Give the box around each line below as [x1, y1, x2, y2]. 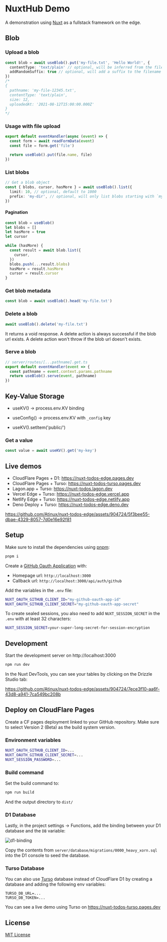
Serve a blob [5, 348, 36, 355]
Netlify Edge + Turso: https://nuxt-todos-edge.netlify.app [12, 496, 130, 502]
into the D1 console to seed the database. [5, 852, 90, 858]
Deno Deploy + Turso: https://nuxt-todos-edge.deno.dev [12, 501, 129, 508]
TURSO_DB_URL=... [5, 891, 41, 896]
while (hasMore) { [5, 243, 43, 248]
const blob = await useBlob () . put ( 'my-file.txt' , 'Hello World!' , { [5, 60, 150, 65]
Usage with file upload [5, 123, 61, 130]
